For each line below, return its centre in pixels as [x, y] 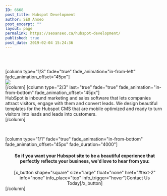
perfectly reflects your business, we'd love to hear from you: [85, 161]
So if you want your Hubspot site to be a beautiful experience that [85, 156]
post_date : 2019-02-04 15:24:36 [39, 43]
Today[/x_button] [85, 183]
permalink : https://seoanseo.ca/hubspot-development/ [63, 33]
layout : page [19, 29]
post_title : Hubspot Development [40, 15]
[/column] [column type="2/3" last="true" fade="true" [62, 87]
